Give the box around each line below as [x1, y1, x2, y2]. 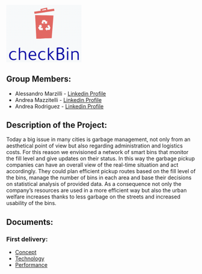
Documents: [6, 217, 54, 227]
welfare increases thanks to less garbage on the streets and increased [6, 193, 180, 200]
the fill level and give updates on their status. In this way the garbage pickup [6, 155, 195, 162]
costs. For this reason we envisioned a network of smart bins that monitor [6, 149, 189, 156]
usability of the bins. [6, 200, 57, 207]
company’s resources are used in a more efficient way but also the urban [6, 187, 187, 194]
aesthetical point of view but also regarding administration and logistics [6, 142, 183, 149]
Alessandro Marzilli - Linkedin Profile [14, 90, 106, 97]
